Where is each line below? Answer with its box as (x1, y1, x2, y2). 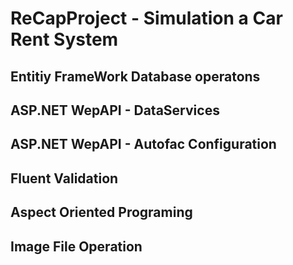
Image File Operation (10, 238, 143, 255)
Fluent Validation (10, 170, 119, 187)
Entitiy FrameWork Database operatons (10, 68, 261, 85)
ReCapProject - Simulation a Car (10, 7, 283, 30)
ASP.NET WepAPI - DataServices (10, 102, 220, 119)
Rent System (10, 28, 119, 51)
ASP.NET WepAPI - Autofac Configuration (10, 136, 277, 153)
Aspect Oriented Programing (10, 204, 193, 221)
